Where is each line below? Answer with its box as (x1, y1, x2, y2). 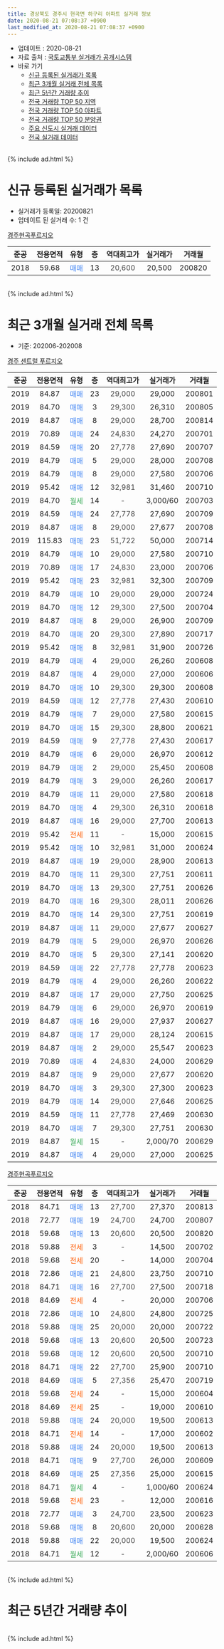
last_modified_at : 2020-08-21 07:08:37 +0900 (7, 23, 144, 31)
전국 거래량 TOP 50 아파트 (28, 106, 102, 115)
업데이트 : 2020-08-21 (17, 44, 82, 53)
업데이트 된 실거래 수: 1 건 (17, 216, 89, 224)
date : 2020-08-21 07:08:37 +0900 (7, 17, 107, 24)
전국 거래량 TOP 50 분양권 (28, 115, 102, 124)
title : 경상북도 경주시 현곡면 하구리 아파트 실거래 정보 (7, 10, 151, 18)
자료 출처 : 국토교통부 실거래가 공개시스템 (17, 53, 132, 61)
